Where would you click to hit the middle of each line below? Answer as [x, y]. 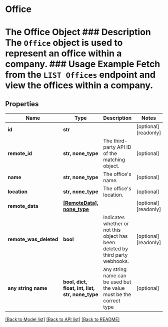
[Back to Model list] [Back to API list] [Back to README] [62, 319]
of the [110, 153]
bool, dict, [75, 282]
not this [112, 230]
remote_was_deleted [33, 239]
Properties [22, 104]
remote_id [20, 153]
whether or [116, 224]
